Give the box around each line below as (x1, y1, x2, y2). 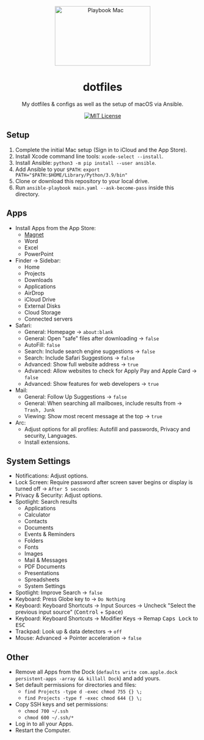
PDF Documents (24, 563, 66, 570)
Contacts (24, 518, 48, 525)
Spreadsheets (24, 576, 60, 583)
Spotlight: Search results (15, 498, 78, 506)
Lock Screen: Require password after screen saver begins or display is (15, 479, 193, 486)
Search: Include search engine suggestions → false (24, 347, 156, 355)
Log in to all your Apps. (15, 720, 74, 728)
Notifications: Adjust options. (15, 472, 89, 479)
